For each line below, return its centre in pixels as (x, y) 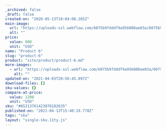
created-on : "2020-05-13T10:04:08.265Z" (47, 19)
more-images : (19, 65)
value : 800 (21, 42)
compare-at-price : (24, 92)
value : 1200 (22, 97)
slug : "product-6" (24, 56)
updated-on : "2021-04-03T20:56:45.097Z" (47, 79)
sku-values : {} (21, 88)
